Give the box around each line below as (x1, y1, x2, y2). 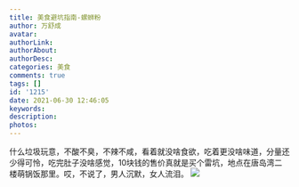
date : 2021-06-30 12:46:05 (9, 95, 109, 105)
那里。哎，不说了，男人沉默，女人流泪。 (39, 168, 189, 179)
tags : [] (9, 79, 42, 88)
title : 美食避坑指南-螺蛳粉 (9, 12, 101, 22)
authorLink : (9, 37, 53, 47)
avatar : (9, 29, 38, 38)
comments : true (9, 71, 66, 80)
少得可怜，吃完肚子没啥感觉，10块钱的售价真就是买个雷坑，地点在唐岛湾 (9, 158, 275, 167)
